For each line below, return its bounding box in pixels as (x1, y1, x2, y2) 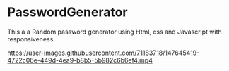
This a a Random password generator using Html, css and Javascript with (7, 27, 223, 36)
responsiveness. (7, 34, 55, 43)
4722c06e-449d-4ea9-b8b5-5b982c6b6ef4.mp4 (7, 56, 153, 64)
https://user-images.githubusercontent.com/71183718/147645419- (7, 49, 200, 57)
